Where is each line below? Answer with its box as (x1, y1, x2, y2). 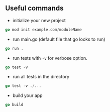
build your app (12, 92, 43, 98)
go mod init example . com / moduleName (5, 27, 82, 32)
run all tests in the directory (12, 74, 69, 80)
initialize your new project (12, 17, 66, 23)
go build (5, 102, 24, 107)
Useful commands (5, 4, 64, 13)
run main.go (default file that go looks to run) (12, 36, 105, 42)
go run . (5, 46, 24, 51)
